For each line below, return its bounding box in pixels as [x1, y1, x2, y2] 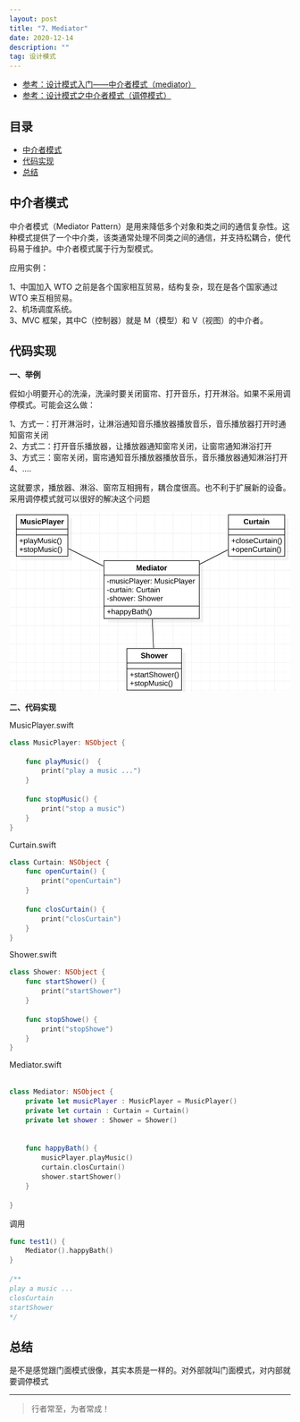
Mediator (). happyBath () [25, 1247, 114, 1256]
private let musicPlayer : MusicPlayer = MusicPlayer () [25, 1097, 238, 1106]
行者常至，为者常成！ [30, 1403, 110, 1414]
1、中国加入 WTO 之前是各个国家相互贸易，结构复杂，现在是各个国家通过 [9, 281, 279, 292]
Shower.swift [9, 949, 57, 960]
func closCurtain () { [25, 905, 105, 914]
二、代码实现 [9, 702, 56, 712]
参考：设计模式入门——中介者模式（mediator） [21, 79, 196, 89]
